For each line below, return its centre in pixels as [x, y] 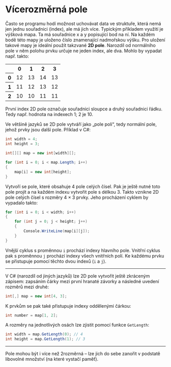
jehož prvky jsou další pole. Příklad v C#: [48, 130]
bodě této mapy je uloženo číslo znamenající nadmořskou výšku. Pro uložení [85, 40]
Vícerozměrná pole [47, 9]
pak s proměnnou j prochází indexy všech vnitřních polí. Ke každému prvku [85, 256]
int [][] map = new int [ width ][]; [41, 153]
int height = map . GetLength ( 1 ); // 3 [45, 339]
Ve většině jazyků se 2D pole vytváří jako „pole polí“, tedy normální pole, [81, 124]
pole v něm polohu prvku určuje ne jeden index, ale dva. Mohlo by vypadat [83, 51]
